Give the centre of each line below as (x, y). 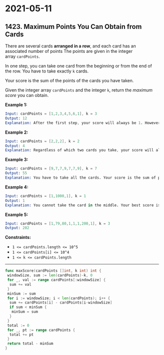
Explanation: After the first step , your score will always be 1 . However (83, 123)
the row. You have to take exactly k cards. (47, 71)
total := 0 (18, 325)
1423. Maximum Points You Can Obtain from (73, 27)
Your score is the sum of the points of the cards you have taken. (70, 81)
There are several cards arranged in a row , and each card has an (71, 46)
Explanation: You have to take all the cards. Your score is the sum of (81, 178)
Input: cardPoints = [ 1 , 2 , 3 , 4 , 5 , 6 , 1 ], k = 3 (51, 114)
